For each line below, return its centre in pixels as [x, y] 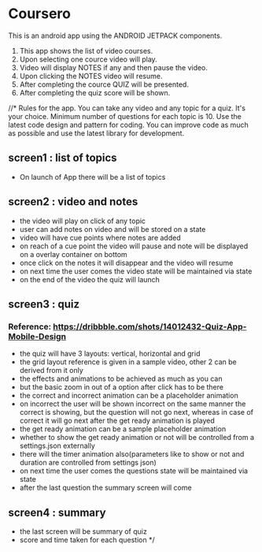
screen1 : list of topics [63, 158]
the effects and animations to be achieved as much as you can [121, 379]
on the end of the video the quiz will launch [89, 279]
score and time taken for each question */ [87, 540]
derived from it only [52, 371]
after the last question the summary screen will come [105, 488]
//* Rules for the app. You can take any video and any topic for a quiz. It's [127, 108]
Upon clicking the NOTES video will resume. [91, 76]
